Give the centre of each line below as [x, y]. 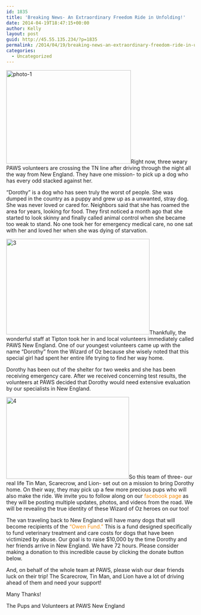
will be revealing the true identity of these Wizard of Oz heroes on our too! [98, 509]
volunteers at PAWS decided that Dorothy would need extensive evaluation [98, 382]
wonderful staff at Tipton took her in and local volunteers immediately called [100, 339]
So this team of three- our [161, 477]
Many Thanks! [24, 594]
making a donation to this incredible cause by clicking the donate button [95, 552]
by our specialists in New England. [49, 388]
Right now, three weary [159, 162]
